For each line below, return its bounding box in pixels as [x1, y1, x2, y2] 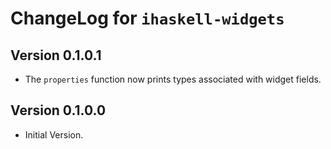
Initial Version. [24, 128, 84, 141]
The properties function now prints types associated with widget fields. [24, 73, 322, 85]
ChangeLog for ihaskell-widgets [10, 7, 285, 30]
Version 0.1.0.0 [10, 102, 107, 119]
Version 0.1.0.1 [10, 47, 102, 64]
